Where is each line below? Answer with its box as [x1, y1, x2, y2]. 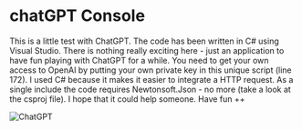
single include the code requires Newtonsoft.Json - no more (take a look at [9, 84, 292, 95]
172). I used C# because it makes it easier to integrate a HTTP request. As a [9, 74, 294, 85]
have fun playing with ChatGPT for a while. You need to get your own [9, 55, 269, 65]
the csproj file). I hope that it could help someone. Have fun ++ [9, 93, 245, 105]
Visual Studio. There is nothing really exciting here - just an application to [9, 45, 285, 55]
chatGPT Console [9, 5, 146, 26]
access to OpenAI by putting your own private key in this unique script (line [9, 65, 292, 75]
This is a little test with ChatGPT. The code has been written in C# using [9, 35, 280, 46]
